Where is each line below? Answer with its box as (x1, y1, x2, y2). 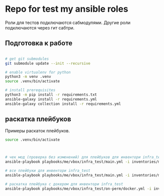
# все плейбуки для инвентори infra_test (5, 168, 91, 173)
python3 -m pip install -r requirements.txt (5, 92, 97, 97)
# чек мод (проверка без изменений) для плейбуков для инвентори (5, 155, 141, 160)
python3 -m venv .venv (5, 74, 51, 79)
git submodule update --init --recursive (5, 61, 91, 66)
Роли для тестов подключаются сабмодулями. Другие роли (5, 20, 131, 25)
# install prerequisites (5, 88, 56, 93)
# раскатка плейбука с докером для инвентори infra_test (5, 181, 123, 187)
